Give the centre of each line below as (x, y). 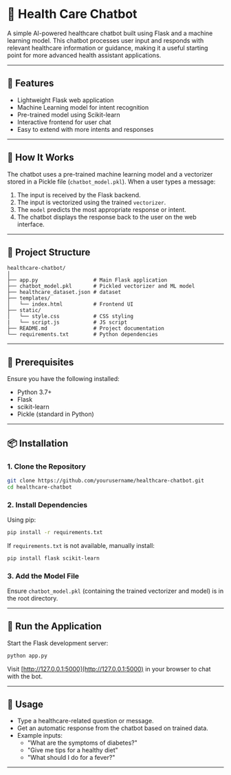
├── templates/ (29, 298)
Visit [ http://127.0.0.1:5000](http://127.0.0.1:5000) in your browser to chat (109, 669)
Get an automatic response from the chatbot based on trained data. (112, 728)
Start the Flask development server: (58, 643)
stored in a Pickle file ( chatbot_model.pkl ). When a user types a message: (111, 182)
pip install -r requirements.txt (55, 532)
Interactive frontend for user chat (64, 122)
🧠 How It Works (41, 158)
